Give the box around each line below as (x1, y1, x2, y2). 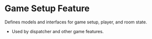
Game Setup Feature (4, 3, 90, 14)
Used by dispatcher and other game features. (11, 28, 104, 34)
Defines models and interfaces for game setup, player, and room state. (4, 19, 148, 25)
